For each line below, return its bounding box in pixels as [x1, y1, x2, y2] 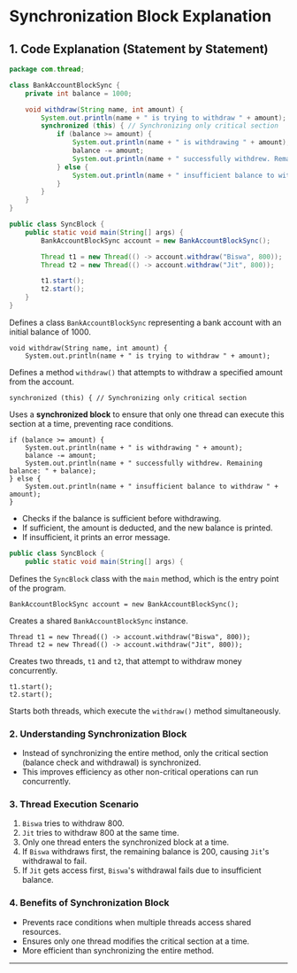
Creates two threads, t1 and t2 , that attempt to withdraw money [9, 655, 242, 666]
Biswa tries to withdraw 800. [21, 818, 125, 829]
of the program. [9, 583, 66, 593]
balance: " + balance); [9, 467, 97, 475]
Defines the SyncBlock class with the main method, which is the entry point [9, 573, 279, 583]
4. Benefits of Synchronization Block [9, 897, 170, 909]
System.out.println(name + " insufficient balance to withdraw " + [25, 482, 278, 490]
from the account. [9, 376, 75, 387]
